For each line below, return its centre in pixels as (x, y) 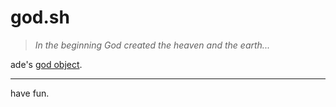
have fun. (30, 93)
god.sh (40, 17)
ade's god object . (46, 64)
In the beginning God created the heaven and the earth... (152, 45)
